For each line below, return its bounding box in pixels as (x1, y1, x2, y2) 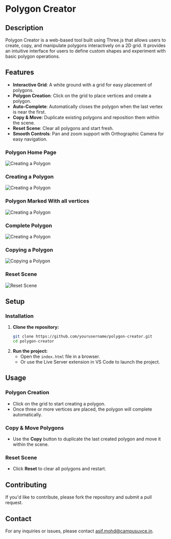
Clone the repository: (12, 324, 59, 330)
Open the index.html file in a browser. (20, 353, 101, 360)
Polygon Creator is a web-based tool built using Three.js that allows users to (5, 37, 166, 43)
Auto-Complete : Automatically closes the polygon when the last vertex (12, 103, 163, 109)
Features (5, 68, 34, 77)
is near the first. (12, 108, 46, 115)
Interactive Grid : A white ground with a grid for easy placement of (12, 81, 152, 87)
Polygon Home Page (5, 149, 57, 156)
